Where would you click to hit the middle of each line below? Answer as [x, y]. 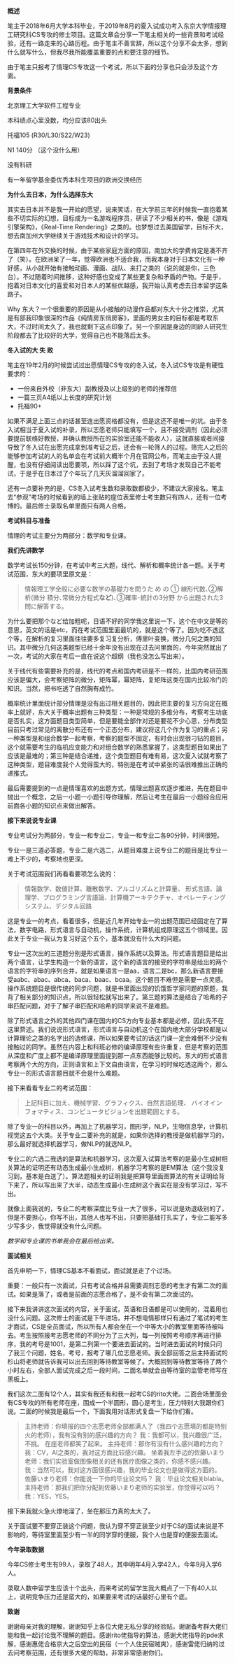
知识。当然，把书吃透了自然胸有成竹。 [62, 688]
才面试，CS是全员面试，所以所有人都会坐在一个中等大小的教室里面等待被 [113, 1327]
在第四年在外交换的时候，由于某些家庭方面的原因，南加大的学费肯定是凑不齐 [117, 250]
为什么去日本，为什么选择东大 [50, 194]
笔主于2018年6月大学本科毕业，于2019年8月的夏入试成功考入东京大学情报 [114, 26]
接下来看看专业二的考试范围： [50, 1088]
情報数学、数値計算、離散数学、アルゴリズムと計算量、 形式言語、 [120, 888]
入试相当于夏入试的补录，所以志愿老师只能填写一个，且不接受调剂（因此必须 [117, 430]
